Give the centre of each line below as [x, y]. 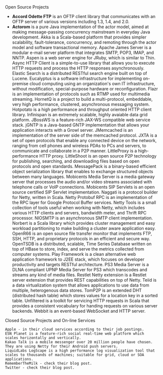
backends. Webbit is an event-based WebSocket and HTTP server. [79, 311]
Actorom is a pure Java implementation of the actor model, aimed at [80, 27]
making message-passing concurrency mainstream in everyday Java [81, 32]
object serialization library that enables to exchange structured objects [83, 171]
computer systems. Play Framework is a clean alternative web [74, 254]
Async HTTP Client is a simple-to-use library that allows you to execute [83, 63]
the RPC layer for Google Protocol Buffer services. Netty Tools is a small [84, 202]
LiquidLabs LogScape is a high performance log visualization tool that [80, 351]
